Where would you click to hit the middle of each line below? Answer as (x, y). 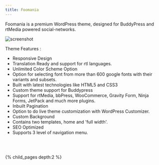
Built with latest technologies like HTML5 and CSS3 (65, 85)
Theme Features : (23, 48)
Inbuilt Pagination (30, 106)
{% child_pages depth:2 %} (34, 157)
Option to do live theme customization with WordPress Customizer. (81, 111)
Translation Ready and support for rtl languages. (62, 63)
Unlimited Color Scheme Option (45, 69)
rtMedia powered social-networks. (41, 29)
